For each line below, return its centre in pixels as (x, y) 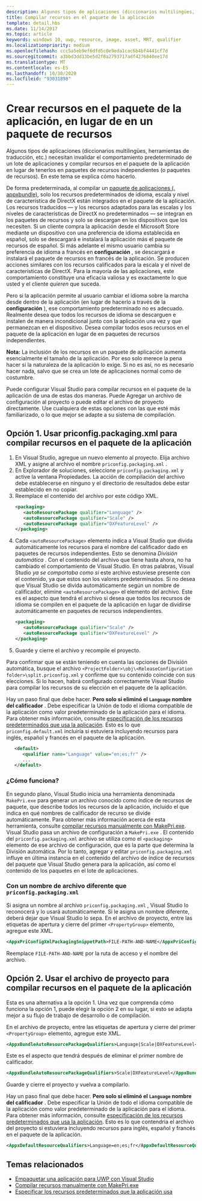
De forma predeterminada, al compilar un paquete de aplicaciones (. (91, 188)
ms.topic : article (29, 34)
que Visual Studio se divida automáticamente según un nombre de (97, 585)
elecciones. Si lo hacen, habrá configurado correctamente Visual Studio (95, 681)
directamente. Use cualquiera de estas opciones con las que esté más (93, 408)
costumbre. (20, 378)
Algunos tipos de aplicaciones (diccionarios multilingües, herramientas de (98, 151)
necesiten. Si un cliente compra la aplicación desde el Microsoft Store (93, 227)
